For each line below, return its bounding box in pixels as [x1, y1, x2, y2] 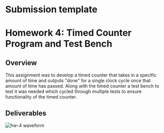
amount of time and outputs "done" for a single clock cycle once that [5, 78, 151, 84]
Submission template [5, 4, 98, 15]
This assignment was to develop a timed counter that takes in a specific [5, 72, 157, 78]
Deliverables [5, 109, 47, 118]
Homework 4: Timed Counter [5, 27, 132, 39]
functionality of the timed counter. [5, 94, 77, 100]
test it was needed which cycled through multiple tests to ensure [5, 88, 142, 94]
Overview [5, 58, 37, 67]
